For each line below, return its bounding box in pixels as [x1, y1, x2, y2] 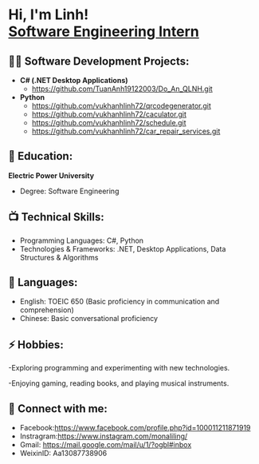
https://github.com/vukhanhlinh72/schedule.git [31, 118, 186, 127]
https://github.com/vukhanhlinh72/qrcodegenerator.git [31, 101, 211, 110]
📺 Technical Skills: [8, 210, 105, 224]
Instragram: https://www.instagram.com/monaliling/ [19, 431, 188, 441]
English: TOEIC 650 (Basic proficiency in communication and [19, 297, 220, 307]
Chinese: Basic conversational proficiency [19, 314, 158, 323]
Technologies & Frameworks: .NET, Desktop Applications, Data [19, 244, 226, 253]
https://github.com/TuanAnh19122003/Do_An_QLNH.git [31, 84, 213, 93]
